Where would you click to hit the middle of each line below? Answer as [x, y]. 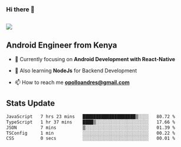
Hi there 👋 [21, 9]
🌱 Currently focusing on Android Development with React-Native [95, 59]
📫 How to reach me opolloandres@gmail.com [72, 82]
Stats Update [31, 103]
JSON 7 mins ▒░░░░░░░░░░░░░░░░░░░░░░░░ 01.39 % [91, 128]
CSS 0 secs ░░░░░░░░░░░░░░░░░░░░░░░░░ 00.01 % [91, 138]
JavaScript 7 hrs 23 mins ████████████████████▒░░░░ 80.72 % [91, 116]
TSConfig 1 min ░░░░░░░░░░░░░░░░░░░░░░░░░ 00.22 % [91, 133]
